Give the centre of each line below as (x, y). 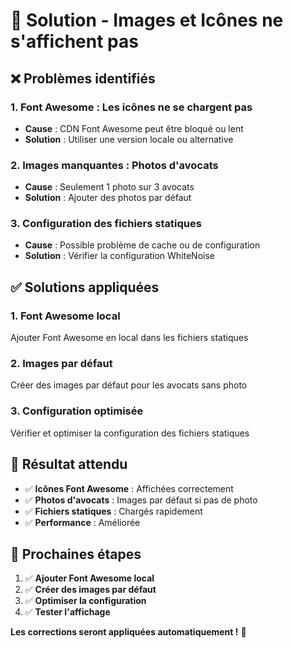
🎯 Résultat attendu (69, 464)
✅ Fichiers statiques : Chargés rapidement (113, 511)
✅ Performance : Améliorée (82, 522)
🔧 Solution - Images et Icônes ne (147, 20)
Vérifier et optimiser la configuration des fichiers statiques (130, 433)
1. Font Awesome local (65, 316)
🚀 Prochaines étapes (76, 554)
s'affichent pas (74, 41)
